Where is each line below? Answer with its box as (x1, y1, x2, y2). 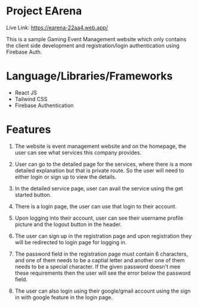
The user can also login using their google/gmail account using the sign (14, 287, 191, 294)
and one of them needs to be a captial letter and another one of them (14, 256, 185, 264)
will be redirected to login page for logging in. (14, 238, 127, 246)
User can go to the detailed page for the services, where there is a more (14, 160, 193, 168)
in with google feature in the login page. (14, 293, 113, 300)
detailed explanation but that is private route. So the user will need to (14, 166, 184, 174)
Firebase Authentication (14, 102, 74, 109)
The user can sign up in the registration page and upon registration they (14, 232, 192, 239)
